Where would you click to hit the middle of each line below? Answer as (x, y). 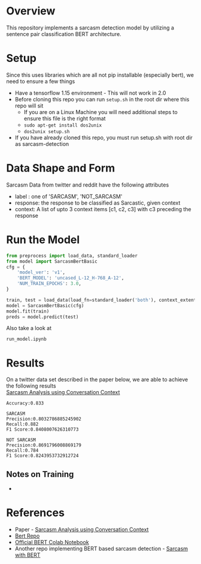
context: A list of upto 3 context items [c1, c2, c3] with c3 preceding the (103, 209)
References (35, 513)
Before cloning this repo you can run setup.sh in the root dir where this (102, 99)
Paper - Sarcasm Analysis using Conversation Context (82, 530)
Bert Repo (27, 536)
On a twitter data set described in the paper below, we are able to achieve (97, 380)
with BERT (28, 555)
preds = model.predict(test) (42, 317)
